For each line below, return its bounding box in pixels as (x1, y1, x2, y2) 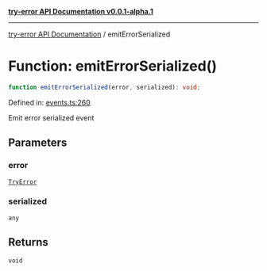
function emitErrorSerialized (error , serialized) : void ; (8, 83, 201, 91)
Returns (8, 235, 49, 249)
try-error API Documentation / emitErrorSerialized (8, 29, 171, 39)
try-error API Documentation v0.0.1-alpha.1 (8, 7, 153, 16)
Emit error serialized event (8, 113, 95, 122)
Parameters (8, 136, 68, 150)
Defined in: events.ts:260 (8, 97, 91, 107)
